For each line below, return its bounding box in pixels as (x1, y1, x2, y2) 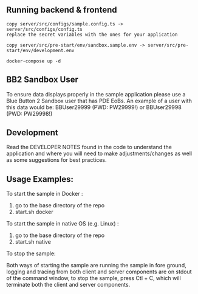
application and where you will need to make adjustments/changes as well (6, 150, 193, 157)
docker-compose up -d (6, 58, 61, 64)
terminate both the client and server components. (6, 281, 131, 289)
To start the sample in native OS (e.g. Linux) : (6, 220, 120, 227)
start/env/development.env (6, 47, 75, 53)
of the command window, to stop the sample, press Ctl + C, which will (6, 275, 181, 282)
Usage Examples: (6, 174, 74, 184)
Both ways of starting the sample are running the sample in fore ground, (6, 262, 186, 269)
